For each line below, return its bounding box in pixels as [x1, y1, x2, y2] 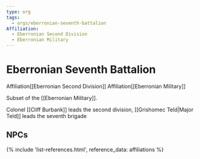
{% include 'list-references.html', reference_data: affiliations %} [6, 146, 164, 153]
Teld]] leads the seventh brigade [6, 112, 87, 119]
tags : [6, 14, 20, 20]
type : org [6, 8, 31, 15]
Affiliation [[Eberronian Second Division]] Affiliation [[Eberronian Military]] [6, 83, 186, 90]
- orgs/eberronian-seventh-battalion [11, 20, 107, 26]
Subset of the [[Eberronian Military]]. [6, 94, 98, 101]
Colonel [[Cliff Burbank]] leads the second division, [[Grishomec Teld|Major [6, 106, 194, 113]
